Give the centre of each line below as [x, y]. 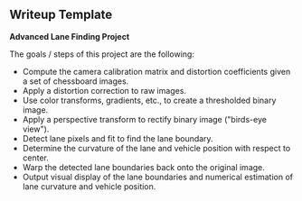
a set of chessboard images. [75, 81]
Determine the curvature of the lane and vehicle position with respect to [156, 148]
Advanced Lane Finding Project [70, 36]
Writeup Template [61, 15]
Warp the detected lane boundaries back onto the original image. [143, 167]
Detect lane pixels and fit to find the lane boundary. [118, 138]
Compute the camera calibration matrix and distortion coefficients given [156, 71]
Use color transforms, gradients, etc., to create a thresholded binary [149, 100]
